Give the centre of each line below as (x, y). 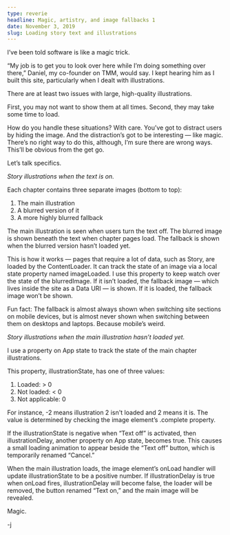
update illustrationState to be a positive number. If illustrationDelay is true (111, 476)
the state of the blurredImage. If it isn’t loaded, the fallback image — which (113, 281)
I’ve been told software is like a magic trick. (69, 52)
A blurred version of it (48, 210)
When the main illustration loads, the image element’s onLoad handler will (111, 469)
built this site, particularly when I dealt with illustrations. (86, 81)
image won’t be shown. (40, 296)
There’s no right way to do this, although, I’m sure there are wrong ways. (110, 143)
